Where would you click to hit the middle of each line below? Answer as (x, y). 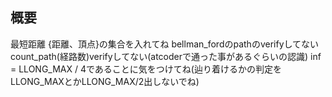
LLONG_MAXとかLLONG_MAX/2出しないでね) (105, 81)
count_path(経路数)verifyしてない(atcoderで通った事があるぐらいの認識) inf (166, 56)
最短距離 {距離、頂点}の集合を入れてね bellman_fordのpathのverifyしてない (165, 44)
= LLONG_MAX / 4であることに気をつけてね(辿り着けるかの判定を (146, 69)
